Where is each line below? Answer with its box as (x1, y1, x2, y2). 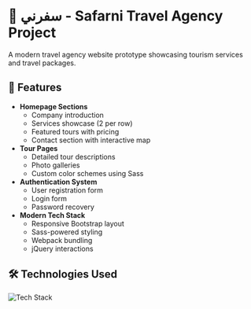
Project (8, 24, 57, 42)
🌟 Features (8, 81, 62, 94)
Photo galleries (31, 160, 80, 170)
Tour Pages (19, 143, 58, 153)
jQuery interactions (31, 244, 94, 253)
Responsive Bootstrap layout (31, 219, 124, 228)
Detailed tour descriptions (31, 152, 116, 161)
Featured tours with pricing (31, 127, 120, 136)
